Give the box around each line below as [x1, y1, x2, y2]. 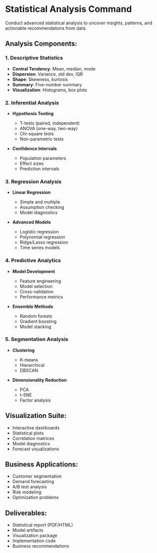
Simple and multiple [19, 199, 60, 205]
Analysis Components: [5, 40, 78, 48]
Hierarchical [19, 362, 45, 368]
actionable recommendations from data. [5, 25, 87, 31]
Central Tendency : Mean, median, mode [12, 66, 96, 71]
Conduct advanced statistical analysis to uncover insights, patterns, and [5, 20, 153, 26]
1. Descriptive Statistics [5, 55, 63, 62]
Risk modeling [12, 489, 42, 495]
